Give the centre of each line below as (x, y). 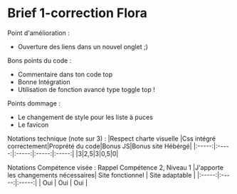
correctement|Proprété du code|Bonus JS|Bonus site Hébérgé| (100, 146)
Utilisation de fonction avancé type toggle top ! (86, 89)
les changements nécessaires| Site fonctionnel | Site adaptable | (101, 175)
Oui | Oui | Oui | (65, 183)
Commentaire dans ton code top (65, 74)
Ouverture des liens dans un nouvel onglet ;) (83, 46)
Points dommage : (34, 103)
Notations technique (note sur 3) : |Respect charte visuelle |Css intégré (111, 138)
